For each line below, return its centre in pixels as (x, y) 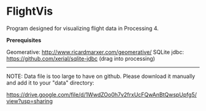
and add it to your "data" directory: (50, 82)
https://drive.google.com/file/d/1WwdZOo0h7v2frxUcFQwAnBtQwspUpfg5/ (102, 94)
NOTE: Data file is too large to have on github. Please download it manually (101, 76)
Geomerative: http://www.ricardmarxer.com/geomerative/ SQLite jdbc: (95, 52)
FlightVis (30, 11)
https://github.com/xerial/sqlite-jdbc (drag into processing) (81, 58)
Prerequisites (24, 40)
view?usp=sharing (30, 101)
